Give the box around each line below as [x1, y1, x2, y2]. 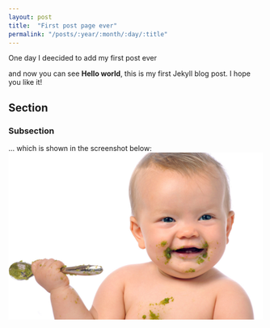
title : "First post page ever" [8, 21, 117, 30]
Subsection [8, 125, 55, 137]
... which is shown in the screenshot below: [8, 144, 152, 153]
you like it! [8, 78, 43, 87]
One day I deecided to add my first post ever [8, 53, 158, 63]
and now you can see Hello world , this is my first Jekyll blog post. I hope [8, 69, 251, 78]
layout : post [8, 13, 53, 21]
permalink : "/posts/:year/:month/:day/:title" [8, 30, 168, 38]
